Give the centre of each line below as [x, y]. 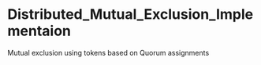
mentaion [39, 31]
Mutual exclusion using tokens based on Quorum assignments [108, 52]
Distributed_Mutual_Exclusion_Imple [130, 14]
